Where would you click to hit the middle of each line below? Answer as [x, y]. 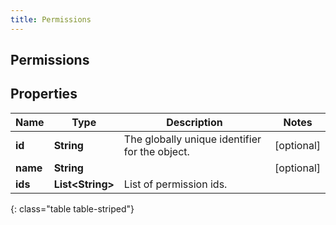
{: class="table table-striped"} [72, 208]
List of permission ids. [175, 184]
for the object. [156, 151]
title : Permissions [51, 19]
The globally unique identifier [192, 139]
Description [194, 122]
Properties [44, 94]
